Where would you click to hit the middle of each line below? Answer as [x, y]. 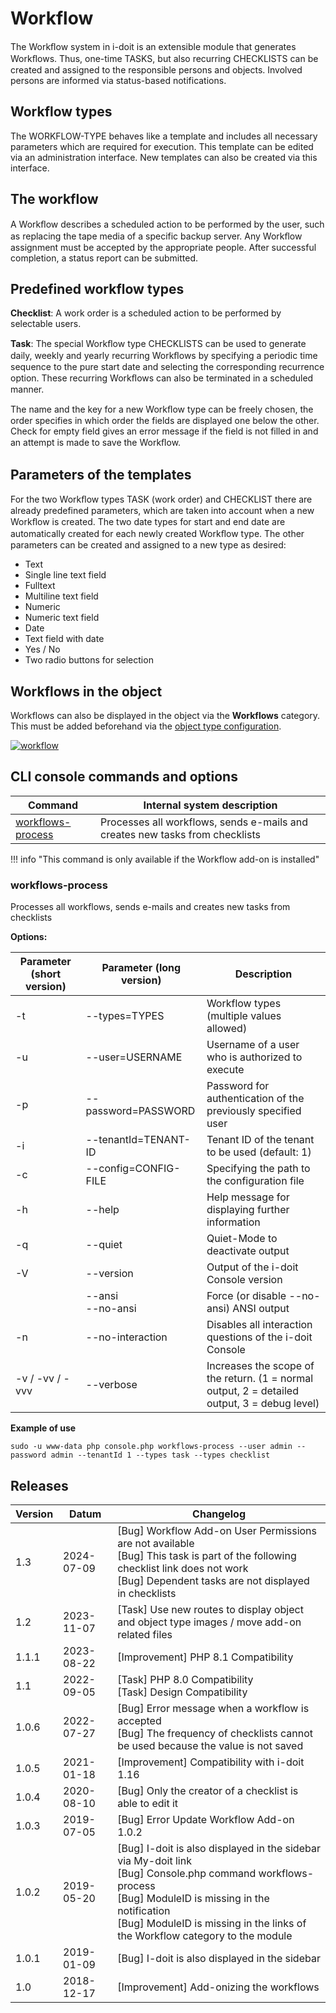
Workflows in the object [86, 691]
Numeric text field [62, 618]
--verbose [111, 1385]
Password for [238, 1086]
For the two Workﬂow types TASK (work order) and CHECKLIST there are [161, 499]
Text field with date [64, 639]
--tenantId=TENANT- [138, 1140]
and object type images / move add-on [209, 1622]
